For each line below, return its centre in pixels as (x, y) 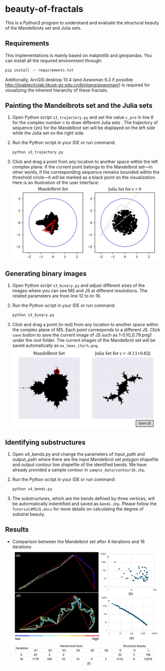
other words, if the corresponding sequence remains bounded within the (86, 172)
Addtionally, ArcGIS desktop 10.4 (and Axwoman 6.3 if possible (69, 79)
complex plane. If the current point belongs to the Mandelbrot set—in (82, 167)
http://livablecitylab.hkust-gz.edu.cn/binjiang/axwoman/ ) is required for (78, 85)
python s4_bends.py (32, 489)
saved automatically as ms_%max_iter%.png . (55, 345)
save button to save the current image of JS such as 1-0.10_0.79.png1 (82, 335)
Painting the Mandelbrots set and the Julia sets (79, 106)
